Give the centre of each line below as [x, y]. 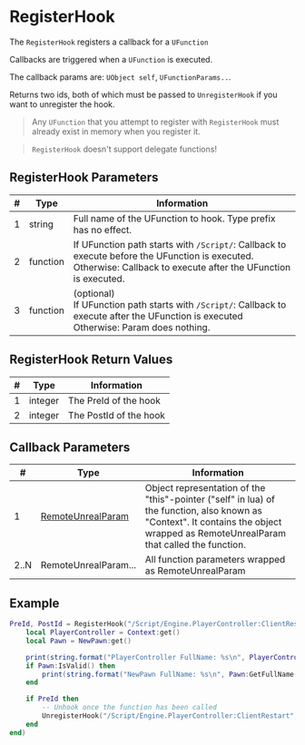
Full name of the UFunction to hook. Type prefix [174, 218]
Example [34, 603]
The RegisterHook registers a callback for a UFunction [109, 42]
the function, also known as [204, 511]
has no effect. [103, 230]
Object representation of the [205, 488]
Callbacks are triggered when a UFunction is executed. [111, 59]
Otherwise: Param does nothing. [142, 327]
